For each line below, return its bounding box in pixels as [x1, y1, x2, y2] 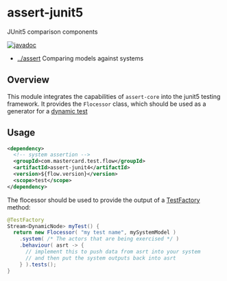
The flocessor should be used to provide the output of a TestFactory [7, 196, 200, 204]
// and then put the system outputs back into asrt [25, 254, 176, 262]
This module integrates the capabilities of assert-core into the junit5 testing [7, 92, 221, 100]
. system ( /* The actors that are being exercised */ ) [19, 236, 180, 243]
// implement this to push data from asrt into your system [25, 249, 201, 256]
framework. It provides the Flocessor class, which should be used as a [7, 100, 206, 108]
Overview [7, 74, 50, 86]
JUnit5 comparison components [7, 27, 98, 36]
